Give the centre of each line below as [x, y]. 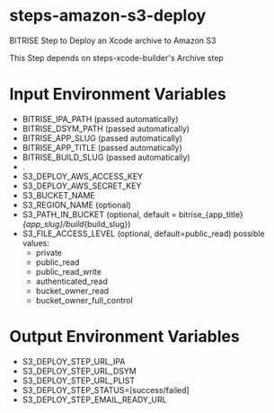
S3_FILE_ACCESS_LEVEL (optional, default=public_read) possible [143, 233]
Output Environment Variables [124, 337]
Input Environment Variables [118, 94]
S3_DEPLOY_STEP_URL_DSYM [79, 371]
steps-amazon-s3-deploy [108, 16]
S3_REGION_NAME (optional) [77, 205]
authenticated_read [71, 281]
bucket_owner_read [72, 290]
